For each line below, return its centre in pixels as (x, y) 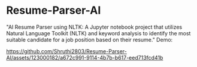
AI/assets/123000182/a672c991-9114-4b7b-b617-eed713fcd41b (85, 57)
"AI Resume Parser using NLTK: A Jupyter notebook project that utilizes (94, 27)
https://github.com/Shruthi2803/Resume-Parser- (67, 51)
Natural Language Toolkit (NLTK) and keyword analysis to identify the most (99, 33)
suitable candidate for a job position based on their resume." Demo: (90, 39)
